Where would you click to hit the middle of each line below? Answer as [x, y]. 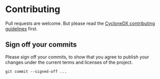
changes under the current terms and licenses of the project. [69, 62]
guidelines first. [22, 28]
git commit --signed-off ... [36, 71]
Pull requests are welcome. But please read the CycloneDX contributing [80, 23]
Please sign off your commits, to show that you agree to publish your [77, 57]
